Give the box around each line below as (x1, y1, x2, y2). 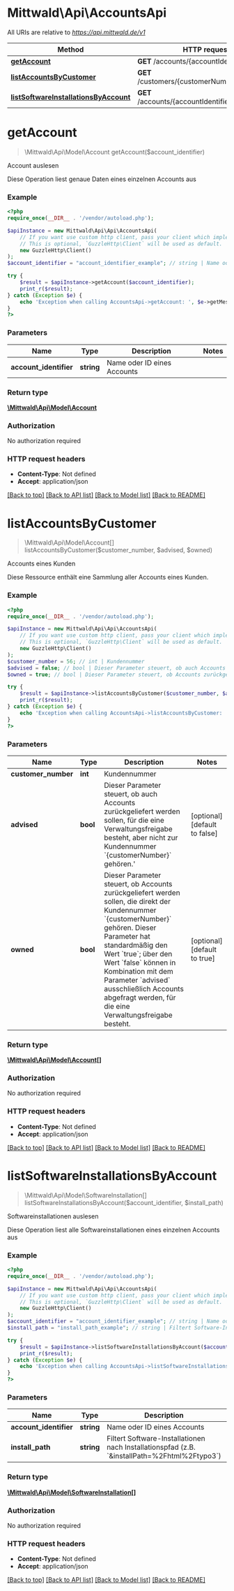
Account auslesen (7, 161, 59, 169)
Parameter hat (104, 931, 151, 941)
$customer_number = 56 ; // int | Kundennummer (7, 658, 145, 665)
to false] (190, 828, 218, 838)
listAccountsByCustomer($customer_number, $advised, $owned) (24, 546, 213, 554)
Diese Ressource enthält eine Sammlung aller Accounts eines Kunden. (7, 573, 209, 582)
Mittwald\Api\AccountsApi (7, 5, 167, 21)
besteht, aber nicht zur (104, 833, 178, 842)
